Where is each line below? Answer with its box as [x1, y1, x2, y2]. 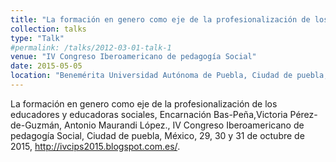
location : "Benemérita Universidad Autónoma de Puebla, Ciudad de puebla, [10, 71, 329, 81]
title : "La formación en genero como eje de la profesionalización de [10, 14, 311, 25]
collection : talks [10, 24, 87, 34]
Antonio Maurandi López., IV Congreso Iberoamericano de [63, 119, 305, 131]
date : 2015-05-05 [10, 61, 83, 71]
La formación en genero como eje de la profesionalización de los [10, 97, 278, 110]
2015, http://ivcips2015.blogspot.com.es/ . [10, 140, 181, 152]
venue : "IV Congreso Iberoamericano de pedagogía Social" [10, 52, 257, 62]
